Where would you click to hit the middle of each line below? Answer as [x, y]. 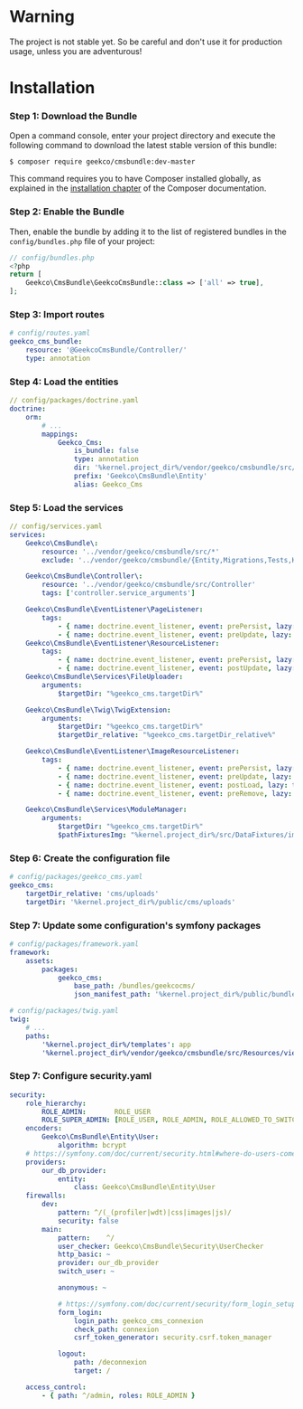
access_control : [56, 1387]
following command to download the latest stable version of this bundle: [143, 146]
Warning [42, 17]
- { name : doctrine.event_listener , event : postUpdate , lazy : [177, 668]
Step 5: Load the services [66, 507]
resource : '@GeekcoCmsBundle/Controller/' [106, 350]
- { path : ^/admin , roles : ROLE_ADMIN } [119, 1395]
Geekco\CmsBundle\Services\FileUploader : [104, 677]
